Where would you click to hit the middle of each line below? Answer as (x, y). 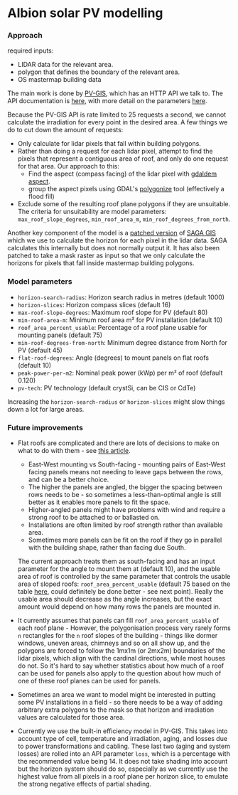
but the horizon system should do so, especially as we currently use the (123, 769)
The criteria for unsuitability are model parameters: (92, 212)
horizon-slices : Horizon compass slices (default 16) (94, 304)
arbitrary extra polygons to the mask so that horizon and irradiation (116, 710)
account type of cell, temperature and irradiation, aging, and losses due (123, 739)
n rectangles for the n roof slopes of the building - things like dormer (118, 636)
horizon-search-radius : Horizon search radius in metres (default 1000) (121, 297)
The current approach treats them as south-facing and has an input (116, 561)
